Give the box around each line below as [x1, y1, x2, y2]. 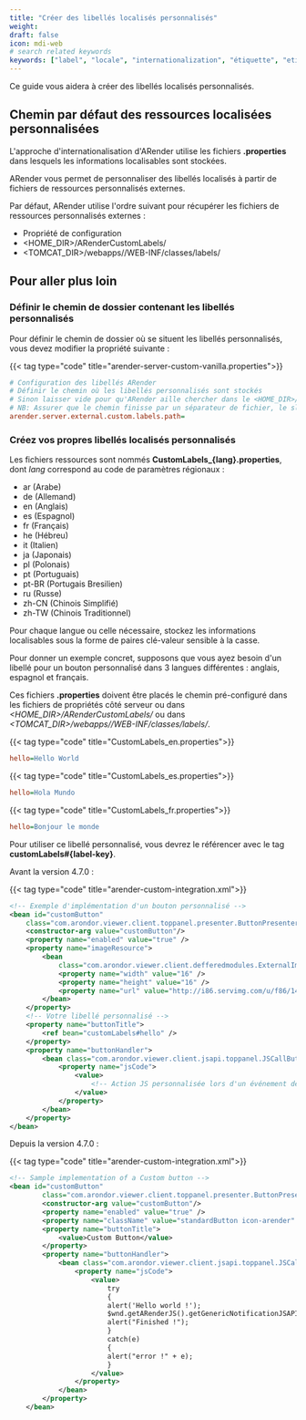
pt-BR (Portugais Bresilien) [22, 578, 123, 589]
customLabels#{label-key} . [9, 848, 117, 859]
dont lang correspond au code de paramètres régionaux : [9, 464, 225, 475]
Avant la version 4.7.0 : [9, 865, 94, 876]
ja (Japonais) [22, 549, 72, 561]
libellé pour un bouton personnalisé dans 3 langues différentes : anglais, [9, 662, 280, 673]
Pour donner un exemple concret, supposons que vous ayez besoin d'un [9, 653, 282, 664]
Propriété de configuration [22, 227, 122, 238]
